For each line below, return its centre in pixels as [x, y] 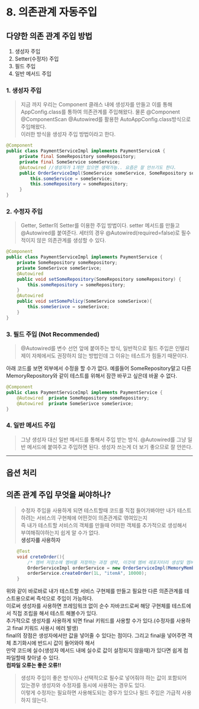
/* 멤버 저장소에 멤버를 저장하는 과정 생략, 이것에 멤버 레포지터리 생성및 [105, 562]
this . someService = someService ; [71, 179]
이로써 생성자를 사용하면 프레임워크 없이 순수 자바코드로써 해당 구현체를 [88, 606]
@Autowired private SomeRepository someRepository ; [83, 398]
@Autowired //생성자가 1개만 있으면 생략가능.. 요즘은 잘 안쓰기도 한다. [98, 167]
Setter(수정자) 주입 [37, 59]
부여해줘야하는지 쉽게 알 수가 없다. [60, 533]
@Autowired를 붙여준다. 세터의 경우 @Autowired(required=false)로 [100, 233]
